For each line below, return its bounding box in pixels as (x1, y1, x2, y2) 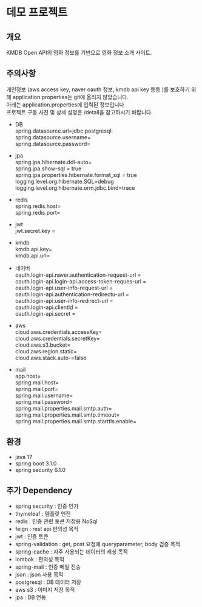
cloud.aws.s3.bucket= (15, 341, 71, 349)
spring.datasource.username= (15, 133, 91, 140)
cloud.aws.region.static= (15, 347, 78, 355)
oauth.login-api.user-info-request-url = (15, 284, 113, 291)
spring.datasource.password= (15, 140, 91, 147)
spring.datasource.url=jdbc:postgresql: (15, 127, 113, 134)
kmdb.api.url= (15, 252, 50, 259)
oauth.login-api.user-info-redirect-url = (15, 297, 113, 304)
